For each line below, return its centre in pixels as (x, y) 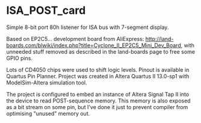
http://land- (159, 39)
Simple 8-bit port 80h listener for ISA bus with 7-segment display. (88, 27)
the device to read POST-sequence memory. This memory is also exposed (98, 101)
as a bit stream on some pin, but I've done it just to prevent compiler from (97, 107)
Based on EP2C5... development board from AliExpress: (75, 39)
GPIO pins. (20, 58)
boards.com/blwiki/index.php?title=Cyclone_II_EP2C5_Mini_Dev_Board (94, 45)
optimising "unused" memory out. (48, 113)
